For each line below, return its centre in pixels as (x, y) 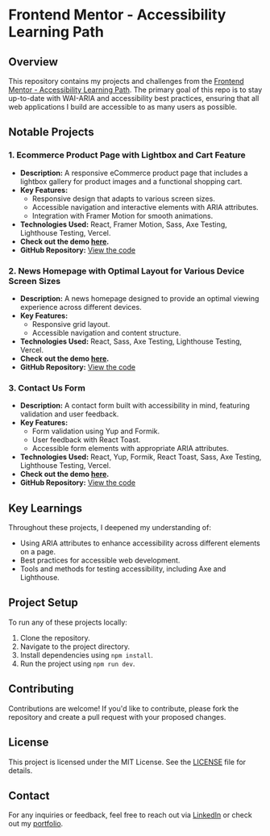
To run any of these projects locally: (68, 622)
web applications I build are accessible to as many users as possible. (123, 107)
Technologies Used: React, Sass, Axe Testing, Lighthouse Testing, (131, 341)
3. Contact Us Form (47, 387)
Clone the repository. (55, 637)
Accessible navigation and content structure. (106, 332)
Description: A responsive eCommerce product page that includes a (134, 173)
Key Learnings (46, 508)
